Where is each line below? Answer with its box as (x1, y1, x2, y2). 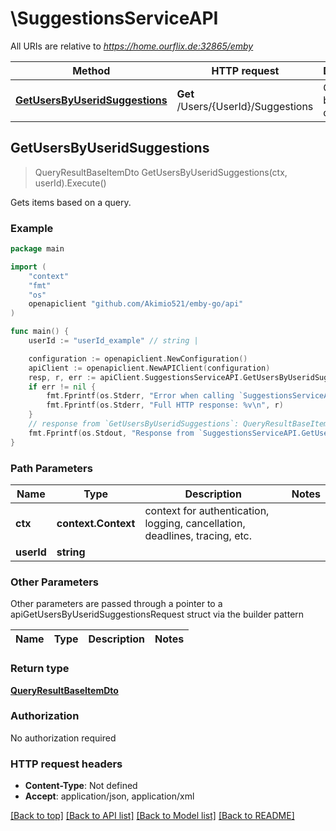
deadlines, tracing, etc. (144, 528, 253, 542)
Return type (10, 662, 70, 676)
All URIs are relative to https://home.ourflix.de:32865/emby (10, 40, 254, 52)
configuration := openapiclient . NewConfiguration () (28, 353, 248, 364)
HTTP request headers (10, 757, 123, 771)
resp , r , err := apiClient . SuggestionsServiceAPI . (28, 372, 244, 382)
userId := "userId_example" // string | (28, 336, 199, 346)
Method (72, 63, 111, 77)
